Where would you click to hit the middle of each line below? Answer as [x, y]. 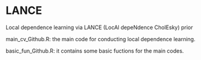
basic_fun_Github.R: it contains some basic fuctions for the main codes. [95, 51]
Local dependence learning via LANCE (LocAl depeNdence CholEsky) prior [99, 27]
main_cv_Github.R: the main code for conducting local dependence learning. [100, 39]
